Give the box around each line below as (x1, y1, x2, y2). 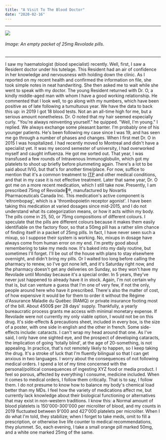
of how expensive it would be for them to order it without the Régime (5, 293, 145, 298)
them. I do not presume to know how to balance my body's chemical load (5, 382, 155, 388)
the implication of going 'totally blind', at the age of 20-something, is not (5, 340, 152, 345)
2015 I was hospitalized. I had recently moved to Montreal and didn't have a (5, 140, 159, 146)
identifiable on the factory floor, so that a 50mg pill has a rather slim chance (5, 224, 160, 230)
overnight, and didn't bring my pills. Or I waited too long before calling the (5, 255, 155, 261)
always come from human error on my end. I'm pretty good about (5, 240, 138, 245)
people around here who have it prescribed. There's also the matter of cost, (5, 287, 160, 293)
